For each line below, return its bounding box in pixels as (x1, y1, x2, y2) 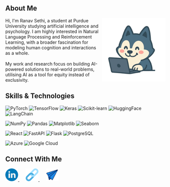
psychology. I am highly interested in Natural (5, 28, 99, 35)
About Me (5, 4, 37, 13)
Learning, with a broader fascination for (5, 39, 89, 45)
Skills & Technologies (5, 91, 75, 101)
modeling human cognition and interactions (5, 44, 97, 50)
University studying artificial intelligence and (5, 23, 99, 29)
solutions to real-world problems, (24, 66, 95, 72)
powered (5, 66, 24, 72)
